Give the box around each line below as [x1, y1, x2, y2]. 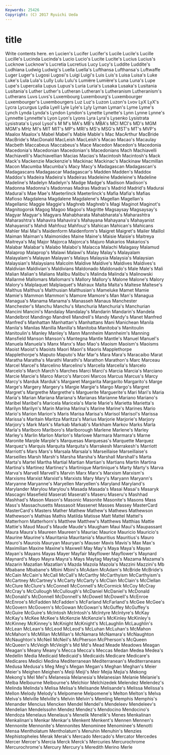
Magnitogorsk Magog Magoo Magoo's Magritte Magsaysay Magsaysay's [5, 206, 158, 213]
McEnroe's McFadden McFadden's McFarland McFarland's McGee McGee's [5, 599, 165, 605]
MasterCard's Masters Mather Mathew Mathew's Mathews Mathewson [5, 508, 153, 514]
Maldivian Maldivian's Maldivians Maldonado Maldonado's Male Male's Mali [5, 266, 163, 272]
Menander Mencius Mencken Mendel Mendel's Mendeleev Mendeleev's [5, 701, 156, 707]
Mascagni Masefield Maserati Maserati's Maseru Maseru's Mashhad [5, 491, 148, 497]
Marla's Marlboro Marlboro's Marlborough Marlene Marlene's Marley [5, 427, 149, 433]
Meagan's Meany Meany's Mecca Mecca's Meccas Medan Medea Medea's [5, 647, 163, 653]
